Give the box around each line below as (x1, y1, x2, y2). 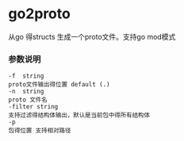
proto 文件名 (8, 96, 48, 104)
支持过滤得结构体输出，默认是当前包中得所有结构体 (8, 112, 151, 120)
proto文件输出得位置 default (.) (8, 81, 110, 89)
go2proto (8, 5, 71, 23)
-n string (8, 88, 44, 96)
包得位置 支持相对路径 (8, 127, 71, 135)
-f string (8, 72, 44, 80)
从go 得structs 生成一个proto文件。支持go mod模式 (8, 32, 176, 41)
